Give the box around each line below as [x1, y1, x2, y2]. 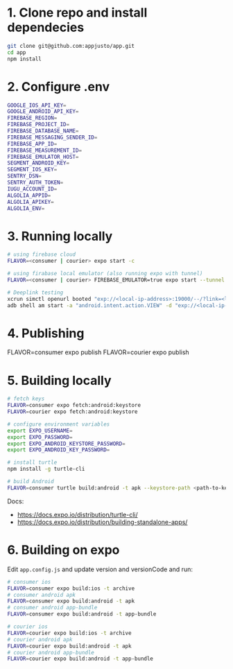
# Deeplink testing [7, 289, 64, 296]
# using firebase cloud [7, 251, 76, 258]
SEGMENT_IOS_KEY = [7, 166, 58, 173]
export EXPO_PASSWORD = [7, 433, 73, 441]
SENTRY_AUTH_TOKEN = [7, 179, 64, 186]
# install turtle [7, 459, 58, 466]
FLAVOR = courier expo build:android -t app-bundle [7, 655, 154, 663]
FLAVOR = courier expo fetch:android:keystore [7, 408, 138, 415]
